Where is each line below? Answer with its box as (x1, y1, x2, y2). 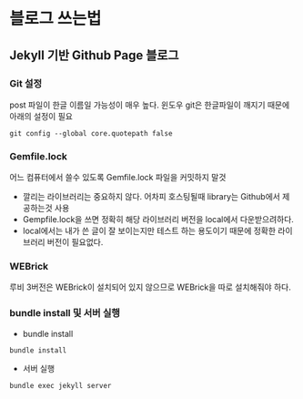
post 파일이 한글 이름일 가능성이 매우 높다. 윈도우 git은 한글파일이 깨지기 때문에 (9, 99, 290, 110)
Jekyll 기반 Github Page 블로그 (9, 47, 179, 63)
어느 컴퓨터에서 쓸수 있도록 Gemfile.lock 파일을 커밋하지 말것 (9, 172, 227, 183)
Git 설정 (9, 77, 43, 89)
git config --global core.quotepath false (9, 128, 173, 138)
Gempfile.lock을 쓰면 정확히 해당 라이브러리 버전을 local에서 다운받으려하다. (22, 214, 294, 225)
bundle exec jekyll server (9, 381, 112, 390)
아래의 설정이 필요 (9, 110, 73, 121)
